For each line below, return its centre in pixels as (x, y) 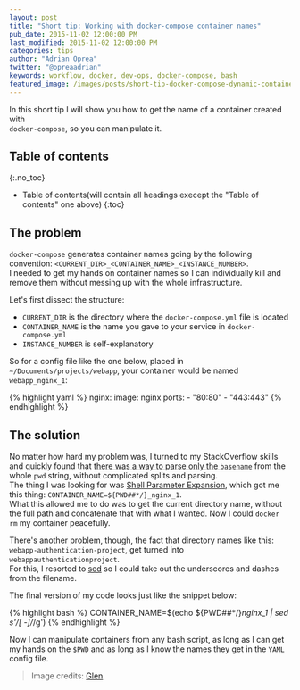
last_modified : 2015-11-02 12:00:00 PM (83, 42)
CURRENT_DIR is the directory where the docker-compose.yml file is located (155, 317)
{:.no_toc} (27, 178)
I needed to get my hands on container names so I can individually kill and (145, 273)
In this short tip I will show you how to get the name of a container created (146, 109)
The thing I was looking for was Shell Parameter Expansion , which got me (144, 485)
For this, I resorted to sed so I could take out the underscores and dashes (144, 569)
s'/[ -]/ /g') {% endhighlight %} (65, 622)
